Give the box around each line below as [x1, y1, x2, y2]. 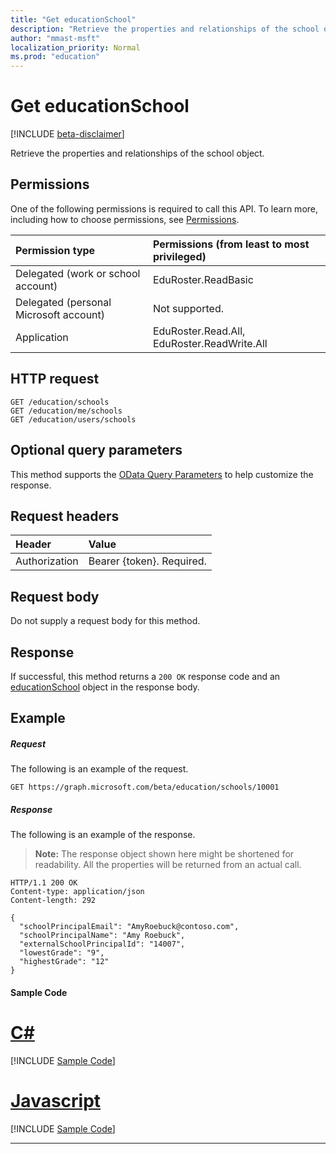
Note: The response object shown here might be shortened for [34, 848, 295, 860]
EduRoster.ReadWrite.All [152, 336, 268, 350]
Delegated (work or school [15, 266, 141, 280]
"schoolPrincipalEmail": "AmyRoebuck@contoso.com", [19, 922, 240, 932]
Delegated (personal [15, 295, 112, 309]
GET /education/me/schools [10, 406, 123, 416]
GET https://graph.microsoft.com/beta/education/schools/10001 [10, 782, 280, 793]
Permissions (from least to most [152, 237, 310, 251]
